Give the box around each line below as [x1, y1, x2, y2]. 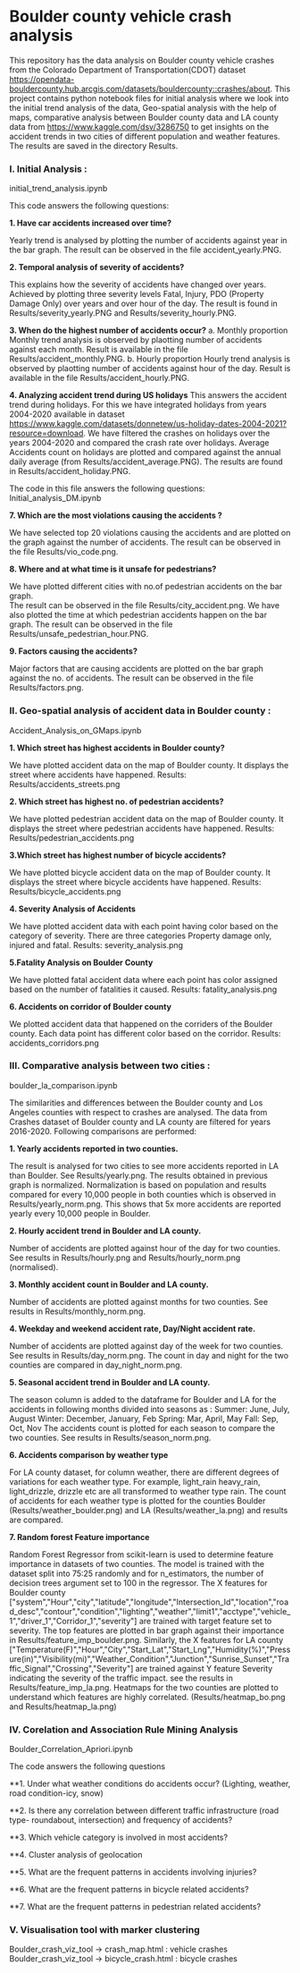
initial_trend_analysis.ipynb [9, 183, 108, 194]
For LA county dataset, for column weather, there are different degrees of [9, 1467, 279, 1478]
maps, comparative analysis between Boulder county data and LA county [9, 112, 279, 123]
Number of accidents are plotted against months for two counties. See [9, 1296, 269, 1307]
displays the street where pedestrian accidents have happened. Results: [9, 823, 275, 834]
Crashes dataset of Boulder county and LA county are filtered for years [9, 1116, 271, 1127]
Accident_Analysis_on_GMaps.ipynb [9, 724, 142, 735]
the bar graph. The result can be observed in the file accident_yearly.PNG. [9, 244, 282, 256]
